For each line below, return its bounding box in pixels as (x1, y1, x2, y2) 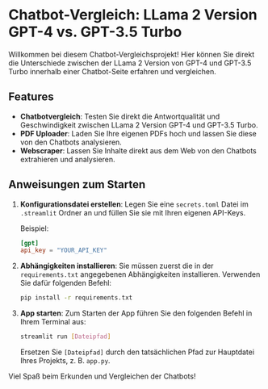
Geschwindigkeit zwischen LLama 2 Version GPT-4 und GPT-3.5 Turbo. (19, 119, 258, 130)
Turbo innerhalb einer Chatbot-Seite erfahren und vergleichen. (8, 66, 216, 76)
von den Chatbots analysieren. (19, 137, 123, 147)
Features (8, 90, 54, 104)
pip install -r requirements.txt (19, 294, 133, 302)
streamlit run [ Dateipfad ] (19, 333, 111, 341)
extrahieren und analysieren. (19, 154, 115, 164)
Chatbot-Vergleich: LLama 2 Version (8, 6, 258, 24)
